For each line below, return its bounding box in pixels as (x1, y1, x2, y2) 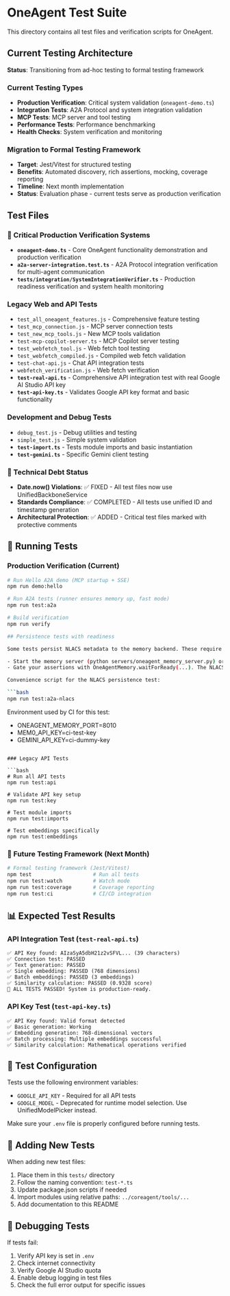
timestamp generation (16, 505, 79, 513)
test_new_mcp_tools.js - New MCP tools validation (16, 330, 161, 338)
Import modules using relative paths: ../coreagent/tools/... (16, 1193, 190, 1201)
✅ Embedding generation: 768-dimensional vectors (7, 1029, 153, 1036)
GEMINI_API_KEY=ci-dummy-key (16, 735, 111, 744)
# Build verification (7, 614, 69, 621)
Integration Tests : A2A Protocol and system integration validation (16, 106, 203, 114)
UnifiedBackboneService (16, 490, 88, 499)
